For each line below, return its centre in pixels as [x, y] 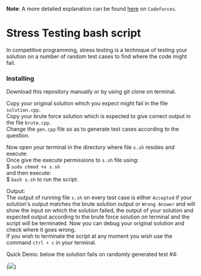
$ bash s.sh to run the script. [42, 179]
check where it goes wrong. [41, 230]
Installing [20, 78]
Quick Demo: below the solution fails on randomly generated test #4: [92, 254]
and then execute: [29, 173]
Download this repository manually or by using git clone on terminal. [91, 92]
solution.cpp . [23, 110]
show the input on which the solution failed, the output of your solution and [100, 211]
